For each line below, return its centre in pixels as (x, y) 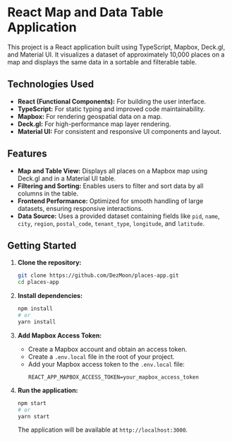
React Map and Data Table (85, 12)
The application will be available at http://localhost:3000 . (103, 430)
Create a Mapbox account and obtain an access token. (108, 349)
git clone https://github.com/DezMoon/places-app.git (98, 276)
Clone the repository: (49, 263)
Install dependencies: (50, 296)
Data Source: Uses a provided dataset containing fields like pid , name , (118, 216)
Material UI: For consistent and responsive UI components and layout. (120, 131)
